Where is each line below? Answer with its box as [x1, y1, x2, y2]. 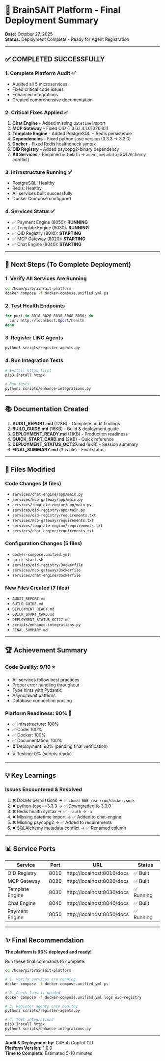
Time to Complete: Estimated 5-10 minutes [5, 1050, 92, 1056]
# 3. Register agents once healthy [5, 1004, 78, 1008]
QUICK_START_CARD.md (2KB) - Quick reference [12, 436, 114, 442]
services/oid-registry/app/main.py [12, 508, 85, 513]
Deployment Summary [5, 15, 99, 26]
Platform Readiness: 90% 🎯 [5, 709, 72, 716]
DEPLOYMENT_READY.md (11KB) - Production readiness [12, 431, 128, 436]
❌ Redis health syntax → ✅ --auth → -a [12, 808, 92, 814]
